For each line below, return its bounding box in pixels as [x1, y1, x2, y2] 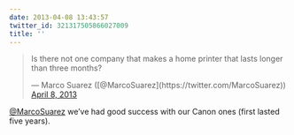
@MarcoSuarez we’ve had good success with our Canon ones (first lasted [9, 107, 281, 117]
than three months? [30, 63, 103, 73]
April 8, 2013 [30, 89, 78, 100]
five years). [9, 116, 50, 126]
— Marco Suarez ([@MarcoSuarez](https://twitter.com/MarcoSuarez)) [30, 80, 286, 91]
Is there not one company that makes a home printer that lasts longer [30, 54, 283, 64]
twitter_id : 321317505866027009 [9, 21, 128, 30]
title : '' [9, 29, 46, 38]
